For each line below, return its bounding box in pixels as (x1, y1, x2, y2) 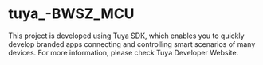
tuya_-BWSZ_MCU (8, 5, 135, 23)
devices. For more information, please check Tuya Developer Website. (8, 48, 239, 57)
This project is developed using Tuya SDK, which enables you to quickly (8, 31, 245, 40)
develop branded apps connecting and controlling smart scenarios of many (8, 39, 256, 48)
